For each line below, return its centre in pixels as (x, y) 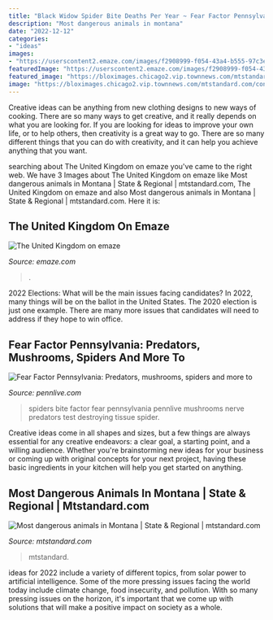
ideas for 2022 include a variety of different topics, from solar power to (127, 572)
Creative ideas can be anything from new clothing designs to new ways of (132, 107)
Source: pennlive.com (45, 393)
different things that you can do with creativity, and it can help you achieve (133, 142)
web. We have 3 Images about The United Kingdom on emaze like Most (128, 175)
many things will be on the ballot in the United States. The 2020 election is (133, 302)
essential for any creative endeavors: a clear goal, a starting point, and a (129, 442)
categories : (28, 39)
